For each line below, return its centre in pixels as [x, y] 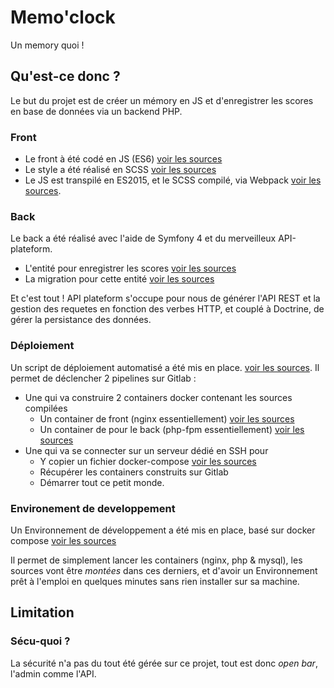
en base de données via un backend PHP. [96, 111]
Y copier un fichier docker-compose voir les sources [148, 461]
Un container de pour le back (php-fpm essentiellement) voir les [172, 429]
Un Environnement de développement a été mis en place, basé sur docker [163, 530]
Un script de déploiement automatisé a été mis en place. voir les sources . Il [165, 367]
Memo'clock [63, 17]
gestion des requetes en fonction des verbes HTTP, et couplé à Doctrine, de [167, 309]
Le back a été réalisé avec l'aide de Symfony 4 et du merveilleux [143, 238]
